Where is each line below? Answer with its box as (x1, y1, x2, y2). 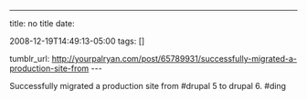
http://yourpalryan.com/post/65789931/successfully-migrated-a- (51, 54, 297, 64)
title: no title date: (9, 18, 75, 28)
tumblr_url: (9, 54, 50, 64)
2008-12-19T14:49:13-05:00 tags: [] (9, 35, 145, 46)
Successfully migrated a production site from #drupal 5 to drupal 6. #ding (9, 81, 286, 91)
